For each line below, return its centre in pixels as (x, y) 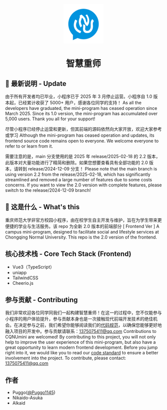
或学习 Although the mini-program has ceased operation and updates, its (80, 135)
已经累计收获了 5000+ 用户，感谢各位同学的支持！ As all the (80, 103)
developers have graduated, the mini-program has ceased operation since (81, 108)
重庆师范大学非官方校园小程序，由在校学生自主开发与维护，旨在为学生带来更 (83, 220)
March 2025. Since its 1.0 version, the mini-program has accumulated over (82, 114)
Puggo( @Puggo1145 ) (34, 393)
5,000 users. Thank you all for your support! (50, 119)
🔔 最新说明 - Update (36, 83)
